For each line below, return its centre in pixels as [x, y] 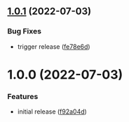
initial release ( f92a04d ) [52, 112]
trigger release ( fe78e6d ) [54, 46]
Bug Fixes [25, 31]
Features [23, 96]
